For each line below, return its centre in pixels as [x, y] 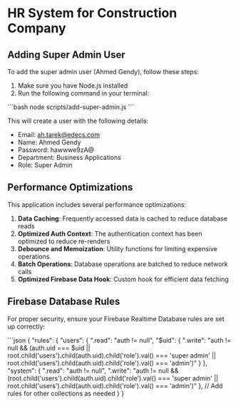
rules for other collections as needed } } [66, 393]
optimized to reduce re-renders [64, 241]
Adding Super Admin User [67, 55]
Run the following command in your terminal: [83, 93]
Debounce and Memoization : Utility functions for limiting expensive [117, 248]
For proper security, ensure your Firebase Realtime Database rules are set [116, 318]
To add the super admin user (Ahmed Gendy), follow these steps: [103, 72]
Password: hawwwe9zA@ [56, 150]
